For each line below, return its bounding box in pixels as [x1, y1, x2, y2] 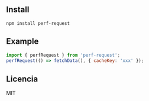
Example [6, 37, 39, 47]
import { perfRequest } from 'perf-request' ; [6, 52, 120, 58]
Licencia [6, 74, 38, 84]
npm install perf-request [6, 20, 70, 26]
